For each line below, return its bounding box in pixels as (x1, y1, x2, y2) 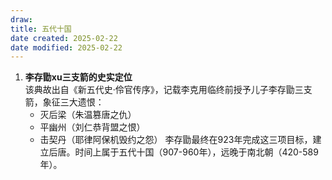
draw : (10, 14, 33, 25)
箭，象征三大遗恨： (24, 96, 105, 108)
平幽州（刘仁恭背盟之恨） (39, 121, 146, 133)
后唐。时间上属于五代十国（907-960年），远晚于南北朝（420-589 (48, 146, 319, 158)
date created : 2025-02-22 (10, 33, 118, 43)
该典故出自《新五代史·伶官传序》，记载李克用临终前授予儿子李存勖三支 (24, 84, 313, 96)
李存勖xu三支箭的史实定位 (24, 71, 133, 83)
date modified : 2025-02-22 (10, 42, 123, 53)
